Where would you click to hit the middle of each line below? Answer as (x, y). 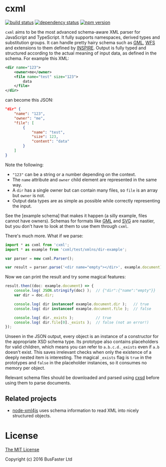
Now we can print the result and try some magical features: (65, 277)
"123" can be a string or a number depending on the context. (74, 174)
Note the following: (24, 165)
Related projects (31, 398)
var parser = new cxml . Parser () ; (40, 259)
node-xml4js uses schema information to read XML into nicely (76, 410)
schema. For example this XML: (37, 58)
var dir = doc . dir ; (34, 295)
